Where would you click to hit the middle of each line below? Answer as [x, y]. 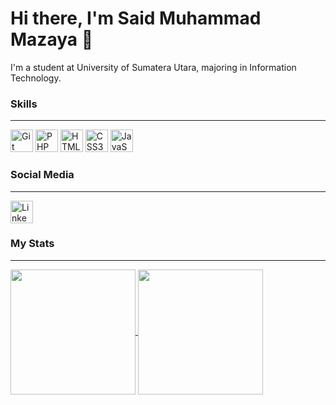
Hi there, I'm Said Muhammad [136, 18]
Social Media [42, 175]
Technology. [36, 78]
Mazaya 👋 [52, 39]
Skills [24, 104]
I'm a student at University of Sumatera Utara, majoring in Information [153, 67]
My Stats [32, 244]
